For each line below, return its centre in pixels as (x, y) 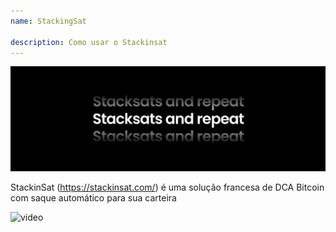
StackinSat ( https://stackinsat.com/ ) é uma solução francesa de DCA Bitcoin (167, 187)
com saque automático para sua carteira (93, 198)
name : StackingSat (48, 21)
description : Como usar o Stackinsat (89, 42)
